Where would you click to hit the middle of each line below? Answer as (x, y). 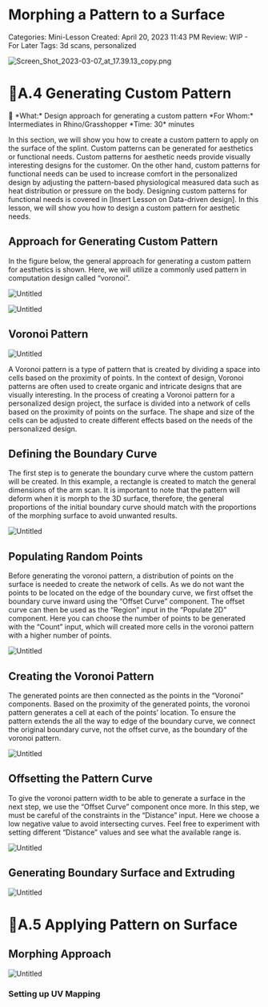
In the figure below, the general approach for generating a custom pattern (130, 261)
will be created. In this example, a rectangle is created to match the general (132, 482)
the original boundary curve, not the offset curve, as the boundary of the (128, 729)
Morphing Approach (60, 954)
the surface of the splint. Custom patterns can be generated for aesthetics (131, 148)
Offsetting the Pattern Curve (81, 779)
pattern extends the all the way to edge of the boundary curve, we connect (132, 721)
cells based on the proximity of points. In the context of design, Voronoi (126, 378)
